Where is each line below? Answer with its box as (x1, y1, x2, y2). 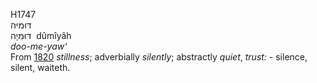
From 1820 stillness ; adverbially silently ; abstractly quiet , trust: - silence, (10, 51, 308, 63)
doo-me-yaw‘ (10, 40, 68, 52)
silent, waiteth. (10, 62, 71, 73)
